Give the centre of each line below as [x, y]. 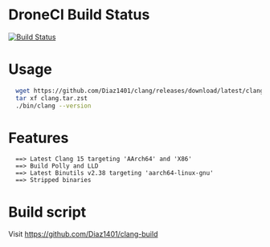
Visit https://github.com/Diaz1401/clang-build [83, 234]
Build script [47, 212]
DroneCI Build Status [79, 15]
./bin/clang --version [53, 106]
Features [39, 138]
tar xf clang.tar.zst [52, 98]
